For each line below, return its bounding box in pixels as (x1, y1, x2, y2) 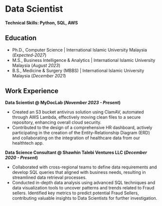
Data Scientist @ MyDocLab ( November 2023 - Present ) (5, 100, 121, 106)
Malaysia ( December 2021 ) (12, 73, 66, 78)
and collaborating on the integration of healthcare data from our (12, 135, 140, 141)
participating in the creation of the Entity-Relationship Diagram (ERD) (12, 130, 150, 136)
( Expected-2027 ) (12, 52, 47, 58)
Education (5, 34, 37, 42)
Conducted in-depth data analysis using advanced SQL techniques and (12, 180, 156, 186)
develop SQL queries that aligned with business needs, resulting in (12, 169, 146, 175)
